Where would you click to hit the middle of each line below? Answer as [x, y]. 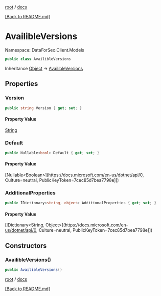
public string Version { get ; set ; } [44, 108]
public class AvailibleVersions [38, 59]
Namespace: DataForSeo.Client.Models [45, 50]
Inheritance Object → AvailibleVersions [44, 68]
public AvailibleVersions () [34, 270]
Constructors [26, 246]
